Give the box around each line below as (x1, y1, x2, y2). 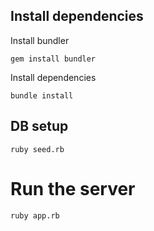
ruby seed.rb (10, 144, 65, 154)
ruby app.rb (10, 210, 60, 221)
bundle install (10, 90, 74, 101)
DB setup (10, 118, 69, 135)
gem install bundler (10, 54, 97, 64)
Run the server (10, 177, 136, 200)
